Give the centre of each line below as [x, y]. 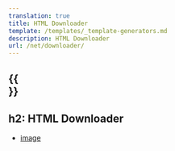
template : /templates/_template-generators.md [88, 31]
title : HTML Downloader [48, 23]
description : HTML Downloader [59, 38]
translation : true [39, 16]
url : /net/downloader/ [46, 46]
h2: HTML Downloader [66, 118]
